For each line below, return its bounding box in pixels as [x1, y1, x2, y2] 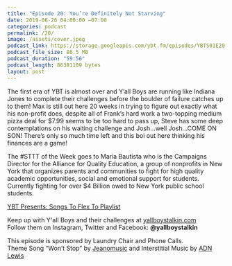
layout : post [7, 68, 45, 75]
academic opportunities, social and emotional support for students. [7, 174, 199, 182]
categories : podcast [7, 23, 67, 30]
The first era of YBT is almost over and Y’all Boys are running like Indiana [7, 87, 215, 96]
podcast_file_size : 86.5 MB [7, 49, 89, 56]
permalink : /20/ [7, 29, 54, 37]
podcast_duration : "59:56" [7, 55, 85, 62]
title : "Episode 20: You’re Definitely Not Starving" [7, 10, 167, 17]
